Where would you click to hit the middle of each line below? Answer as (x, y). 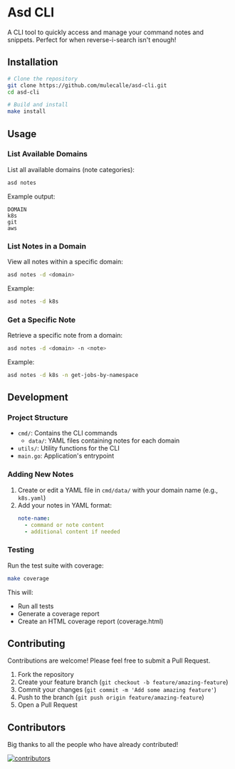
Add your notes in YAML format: (65, 505)
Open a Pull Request (48, 705)
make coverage (28, 578)
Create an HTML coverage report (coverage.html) (90, 621)
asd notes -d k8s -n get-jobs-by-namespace (73, 375)
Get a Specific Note (42, 320)
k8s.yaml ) (32, 498)
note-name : (34, 518)
